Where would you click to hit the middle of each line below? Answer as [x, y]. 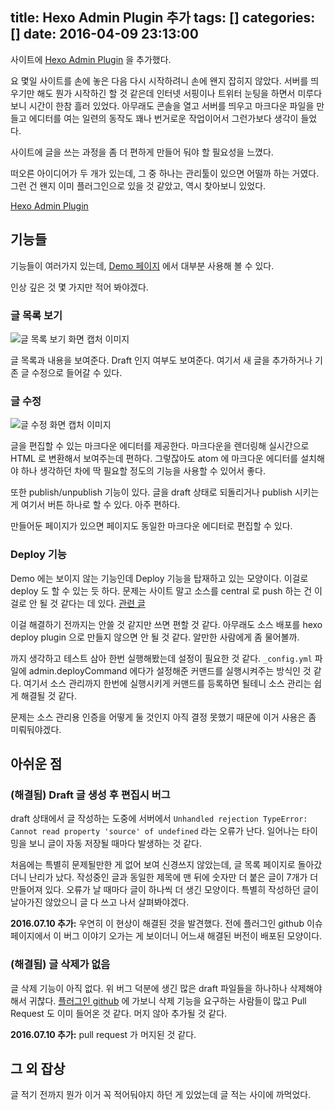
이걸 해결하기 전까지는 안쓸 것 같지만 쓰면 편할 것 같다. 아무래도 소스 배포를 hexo [166, 624]
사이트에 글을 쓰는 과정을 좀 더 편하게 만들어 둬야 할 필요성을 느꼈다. [142, 152]
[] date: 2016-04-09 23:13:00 [104, 34]
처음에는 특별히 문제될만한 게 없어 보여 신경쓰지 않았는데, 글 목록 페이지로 [153, 865]
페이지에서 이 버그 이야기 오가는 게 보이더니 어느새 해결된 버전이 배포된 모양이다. [166, 936]
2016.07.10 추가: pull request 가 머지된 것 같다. [103, 1034]
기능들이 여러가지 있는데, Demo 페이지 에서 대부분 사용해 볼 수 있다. [142, 265]
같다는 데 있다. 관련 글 [103, 603]
